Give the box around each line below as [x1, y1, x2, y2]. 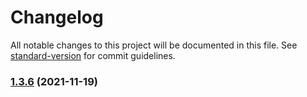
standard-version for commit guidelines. [10, 49, 176, 61]
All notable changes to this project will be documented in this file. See [10, 39, 298, 51]
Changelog [10, 6, 104, 29]
